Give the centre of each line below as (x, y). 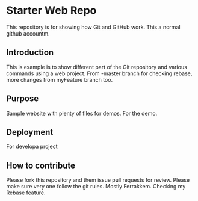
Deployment (30, 132)
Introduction (30, 53)
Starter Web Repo (51, 11)
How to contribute (41, 165)
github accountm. (28, 33)
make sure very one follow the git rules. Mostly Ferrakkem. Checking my (96, 187)
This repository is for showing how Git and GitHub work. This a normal (93, 27)
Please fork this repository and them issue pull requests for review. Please (98, 180)
